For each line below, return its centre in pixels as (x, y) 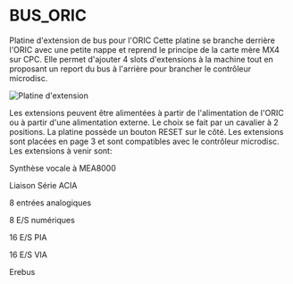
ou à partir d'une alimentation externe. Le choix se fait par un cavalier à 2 (144, 122)
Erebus (22, 271)
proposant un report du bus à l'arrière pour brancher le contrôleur (130, 69)
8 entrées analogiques (50, 203)
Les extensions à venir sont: (61, 150)
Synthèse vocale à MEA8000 (63, 168)
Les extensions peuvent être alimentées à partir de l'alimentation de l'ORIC (146, 113)
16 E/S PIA (28, 237)
